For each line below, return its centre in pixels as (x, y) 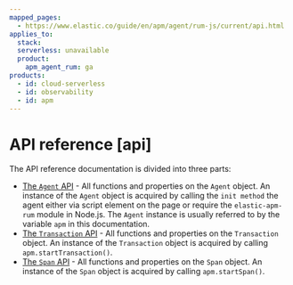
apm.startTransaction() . (67, 252)
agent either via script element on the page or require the (127, 205)
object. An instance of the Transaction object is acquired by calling (145, 243)
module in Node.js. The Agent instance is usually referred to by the (159, 215)
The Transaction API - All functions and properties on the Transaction (150, 233)
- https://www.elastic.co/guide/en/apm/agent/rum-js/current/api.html (151, 26)
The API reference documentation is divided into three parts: (120, 169)
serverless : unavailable (63, 51)
